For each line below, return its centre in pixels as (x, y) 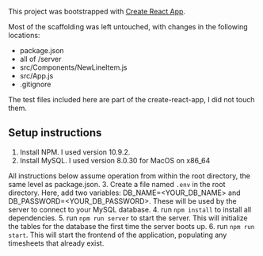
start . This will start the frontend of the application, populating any (118, 235)
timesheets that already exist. (56, 243)
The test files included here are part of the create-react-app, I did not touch (131, 99)
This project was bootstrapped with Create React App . (97, 11)
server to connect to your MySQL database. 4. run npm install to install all (130, 209)
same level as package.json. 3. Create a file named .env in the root (117, 184)
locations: (24, 35)
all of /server (40, 59)
